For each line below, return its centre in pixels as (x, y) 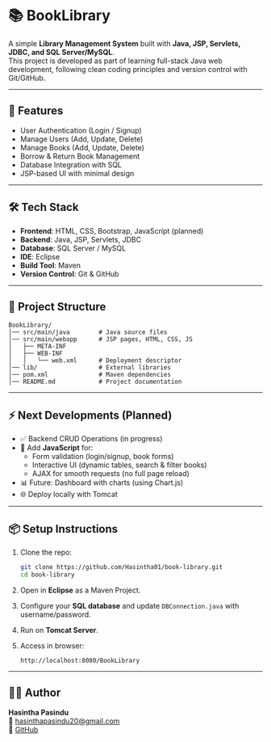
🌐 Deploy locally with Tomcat (69, 495)
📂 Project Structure (57, 307)
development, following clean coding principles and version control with (128, 69)
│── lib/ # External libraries (90, 368)
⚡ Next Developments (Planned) (90, 415)
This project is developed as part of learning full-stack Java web (116, 61)
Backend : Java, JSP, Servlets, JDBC (81, 239)
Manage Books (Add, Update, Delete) (82, 147)
